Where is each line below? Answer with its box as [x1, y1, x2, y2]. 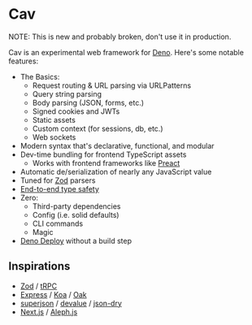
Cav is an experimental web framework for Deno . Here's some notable [8, 47, 244, 57]
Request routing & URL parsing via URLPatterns [32, 80, 192, 90]
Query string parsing [32, 89, 102, 98]
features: [8, 56, 39, 66]
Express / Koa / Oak [20, 289, 87, 299]
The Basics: [20, 71, 60, 81]
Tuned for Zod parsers [20, 175, 96, 185]
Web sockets [32, 132, 76, 142]
